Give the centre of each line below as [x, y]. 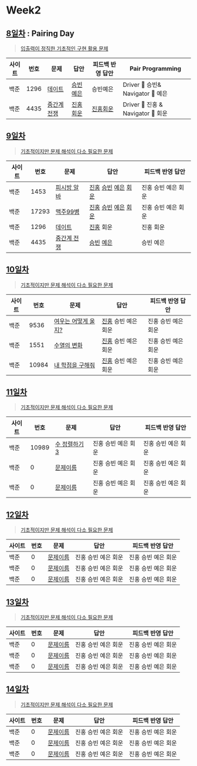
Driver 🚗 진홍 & [143, 105]
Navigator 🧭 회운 [145, 113]
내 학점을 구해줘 [74, 365]
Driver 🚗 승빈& [142, 85]
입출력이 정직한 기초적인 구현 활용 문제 [64, 48]
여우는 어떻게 [71, 321]
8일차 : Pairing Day [40, 33]
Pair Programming [156, 68]
